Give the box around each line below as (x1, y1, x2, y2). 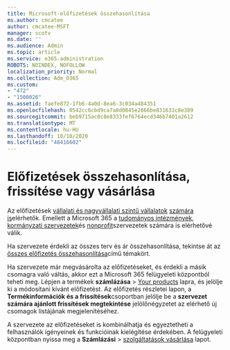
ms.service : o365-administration (7, 55, 104, 62)
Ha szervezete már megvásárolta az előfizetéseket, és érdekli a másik (7, 263, 206, 271)
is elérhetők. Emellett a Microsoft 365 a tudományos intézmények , (7, 214, 194, 222)
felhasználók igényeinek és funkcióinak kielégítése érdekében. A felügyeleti (7, 328, 223, 336)
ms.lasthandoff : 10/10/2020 (7, 132, 89, 139)
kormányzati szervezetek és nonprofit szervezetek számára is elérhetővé (7, 221, 213, 229)
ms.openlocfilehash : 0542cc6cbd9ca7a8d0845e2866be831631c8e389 (7, 107, 194, 114)
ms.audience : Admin (7, 42, 64, 49)
